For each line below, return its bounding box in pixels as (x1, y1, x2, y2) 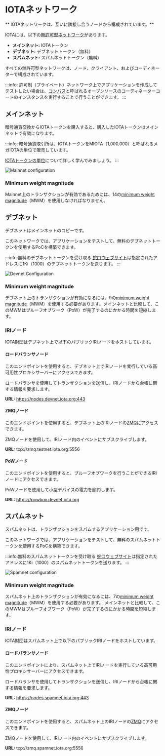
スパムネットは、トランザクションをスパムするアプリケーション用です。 (5, 526, 152, 532)
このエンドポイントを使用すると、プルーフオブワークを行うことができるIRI (5, 470, 157, 476)
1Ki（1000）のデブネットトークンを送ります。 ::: (22, 261, 121, 267)
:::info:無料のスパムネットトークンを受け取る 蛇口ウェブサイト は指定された (5, 553, 158, 559)
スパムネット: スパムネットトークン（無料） (12, 54, 102, 60)
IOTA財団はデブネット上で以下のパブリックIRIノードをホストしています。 (5, 339, 154, 345)
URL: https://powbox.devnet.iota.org (5, 497, 80, 503)
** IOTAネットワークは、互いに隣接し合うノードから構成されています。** (5, 21, 154, 27)
